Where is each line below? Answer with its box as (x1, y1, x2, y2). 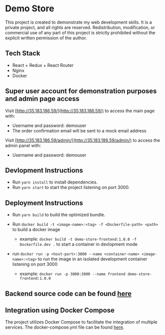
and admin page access (5, 94, 80, 103)
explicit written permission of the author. (5, 35, 87, 41)
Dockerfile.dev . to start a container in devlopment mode (19, 242, 138, 247)
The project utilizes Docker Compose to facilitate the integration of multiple (5, 319, 158, 325)
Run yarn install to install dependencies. (12, 179, 98, 185)
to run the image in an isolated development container (37, 256, 148, 262)
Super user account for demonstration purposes (5, 87, 157, 95)
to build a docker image (12, 227, 61, 233)
